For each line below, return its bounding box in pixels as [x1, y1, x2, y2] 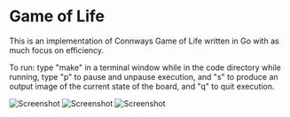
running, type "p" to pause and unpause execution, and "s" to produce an [9, 71, 278, 82]
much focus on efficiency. [9, 44, 105, 55]
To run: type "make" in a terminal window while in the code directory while [9, 62, 281, 73]
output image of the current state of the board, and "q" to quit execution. [9, 81, 275, 91]
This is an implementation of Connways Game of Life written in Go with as [9, 35, 279, 46]
